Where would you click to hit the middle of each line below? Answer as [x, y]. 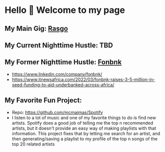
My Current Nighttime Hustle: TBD [59, 45]
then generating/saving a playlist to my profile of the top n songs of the [84, 139]
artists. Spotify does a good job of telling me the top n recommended [82, 123]
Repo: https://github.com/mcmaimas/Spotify [57, 112]
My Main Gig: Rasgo [36, 29]
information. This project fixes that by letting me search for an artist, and [86, 133]
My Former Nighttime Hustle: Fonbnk [63, 62]
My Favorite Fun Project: [43, 101]
